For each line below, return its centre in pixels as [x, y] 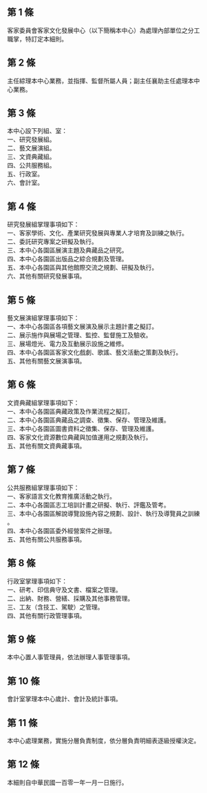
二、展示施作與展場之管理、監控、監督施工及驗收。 [79, 335]
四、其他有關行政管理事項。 [46, 615]
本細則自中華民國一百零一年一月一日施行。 [67, 782]
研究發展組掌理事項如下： [43, 224]
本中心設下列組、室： [37, 131]
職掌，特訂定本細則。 [37, 39]
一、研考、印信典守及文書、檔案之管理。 [64, 590]
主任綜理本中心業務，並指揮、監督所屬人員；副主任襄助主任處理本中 [103, 81]
